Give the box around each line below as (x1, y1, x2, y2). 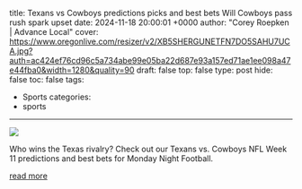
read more (9, 170, 48, 181)
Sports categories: (22, 91, 92, 102)
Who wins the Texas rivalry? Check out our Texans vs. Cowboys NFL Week (9, 143, 288, 154)
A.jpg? (9, 46, 33, 56)
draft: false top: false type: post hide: (136, 64, 273, 75)
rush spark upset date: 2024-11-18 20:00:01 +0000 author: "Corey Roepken (9, 17, 289, 28)
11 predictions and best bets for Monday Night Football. (9, 153, 214, 164)
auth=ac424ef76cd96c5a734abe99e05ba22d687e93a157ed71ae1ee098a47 (9, 56, 291, 65)
